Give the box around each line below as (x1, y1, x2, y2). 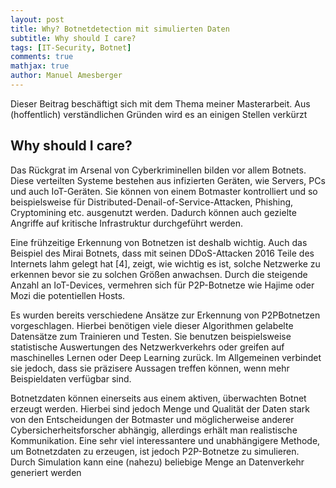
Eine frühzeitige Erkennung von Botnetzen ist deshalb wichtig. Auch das (10, 236, 308, 248)
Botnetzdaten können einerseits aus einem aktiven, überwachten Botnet (10, 392, 307, 404)
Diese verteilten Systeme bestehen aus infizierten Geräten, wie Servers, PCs (10, 174, 326, 186)
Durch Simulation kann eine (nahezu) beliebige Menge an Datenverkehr (10, 456, 305, 468)
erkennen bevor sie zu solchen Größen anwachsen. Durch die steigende (10, 268, 308, 280)
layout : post (10, 14, 65, 25)
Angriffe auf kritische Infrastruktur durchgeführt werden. (10, 217, 244, 229)
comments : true (10, 52, 74, 62)
